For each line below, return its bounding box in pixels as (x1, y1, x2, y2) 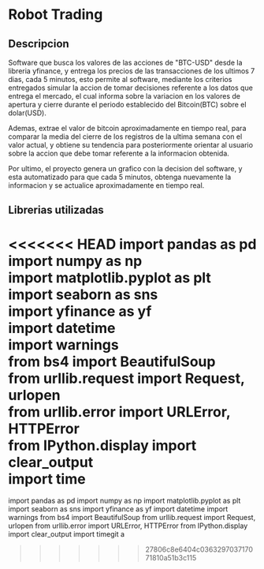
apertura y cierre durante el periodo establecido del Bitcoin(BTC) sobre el (8, 100, 247, 109)
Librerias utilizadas (8, 204, 104, 217)
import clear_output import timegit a (8, 530, 125, 539)
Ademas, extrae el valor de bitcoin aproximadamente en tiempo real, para (8, 124, 247, 133)
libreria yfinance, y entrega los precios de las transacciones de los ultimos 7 (8, 66, 255, 76)
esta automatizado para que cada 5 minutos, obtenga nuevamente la (8, 172, 231, 182)
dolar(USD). (8, 108, 47, 118)
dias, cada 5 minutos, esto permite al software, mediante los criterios (8, 75, 232, 84)
